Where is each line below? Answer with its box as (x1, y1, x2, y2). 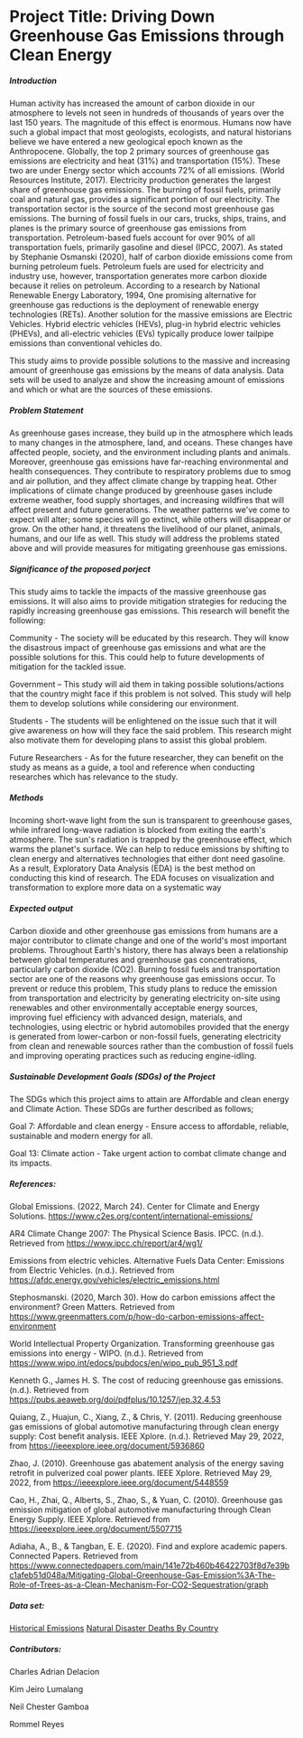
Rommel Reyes (9, 1718, 65, 1729)
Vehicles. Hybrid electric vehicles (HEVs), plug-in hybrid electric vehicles (9, 319, 281, 330)
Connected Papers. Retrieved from (9, 1550, 138, 1561)
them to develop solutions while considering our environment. (9, 698, 239, 709)
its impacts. (9, 1158, 52, 1168)
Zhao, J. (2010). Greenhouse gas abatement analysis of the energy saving (9, 1457, 284, 1469)
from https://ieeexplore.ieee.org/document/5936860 (9, 1440, 206, 1451)
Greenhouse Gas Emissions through (9, 25, 285, 46)
